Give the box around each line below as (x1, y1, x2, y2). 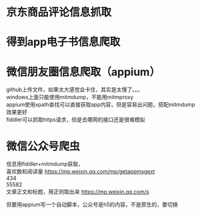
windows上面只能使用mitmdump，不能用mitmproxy (6, 94, 134, 101)
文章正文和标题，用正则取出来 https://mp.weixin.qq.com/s (6, 188, 149, 195)
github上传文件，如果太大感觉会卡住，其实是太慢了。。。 (6, 86, 143, 93)
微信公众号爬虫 (6, 139, 80, 153)
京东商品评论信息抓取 (6, 5, 112, 19)
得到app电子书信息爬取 (6, 35, 121, 49)
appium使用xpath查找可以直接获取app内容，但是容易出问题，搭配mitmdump (6, 101, 196, 108)
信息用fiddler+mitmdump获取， (6, 160, 84, 168)
